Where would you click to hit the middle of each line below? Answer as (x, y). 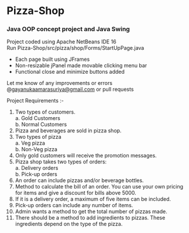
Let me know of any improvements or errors (60, 83)
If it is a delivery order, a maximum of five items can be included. (93, 199)
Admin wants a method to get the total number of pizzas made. (91, 211)
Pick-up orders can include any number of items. (74, 205)
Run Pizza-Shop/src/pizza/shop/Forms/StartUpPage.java (75, 48)
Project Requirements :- (35, 101)
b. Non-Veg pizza (36, 149)
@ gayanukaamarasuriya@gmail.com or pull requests (70, 90)
